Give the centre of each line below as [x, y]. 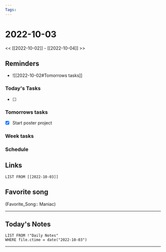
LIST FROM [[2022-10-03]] [32, 177]
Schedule [17, 149]
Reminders [22, 63]
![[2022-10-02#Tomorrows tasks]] [47, 75]
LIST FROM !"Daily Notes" [32, 236]
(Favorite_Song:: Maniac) [30, 204]
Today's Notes [28, 224]
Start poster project [32, 123]
